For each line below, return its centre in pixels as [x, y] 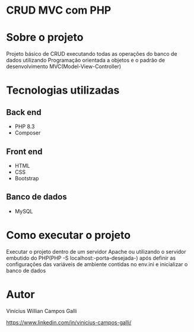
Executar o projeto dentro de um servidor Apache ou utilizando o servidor [96, 251]
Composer [28, 133]
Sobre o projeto [45, 38]
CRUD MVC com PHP [59, 10]
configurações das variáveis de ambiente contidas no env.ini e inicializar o [97, 264]
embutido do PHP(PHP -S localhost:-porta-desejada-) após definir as [91, 258]
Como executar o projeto [69, 235]
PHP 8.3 [25, 127]
